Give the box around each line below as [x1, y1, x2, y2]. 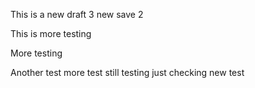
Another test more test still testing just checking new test [10, 67, 245, 78]
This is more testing [10, 28, 92, 39]
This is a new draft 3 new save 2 [10, 9, 144, 20]
